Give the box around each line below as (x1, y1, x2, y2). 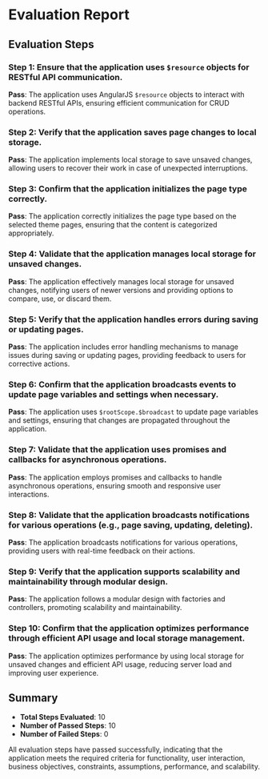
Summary (8, 691, 58, 705)
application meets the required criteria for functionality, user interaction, (8, 753, 246, 763)
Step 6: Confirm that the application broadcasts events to (8, 379, 237, 390)
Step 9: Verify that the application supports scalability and (8, 566, 240, 577)
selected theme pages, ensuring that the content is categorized (8, 220, 218, 230)
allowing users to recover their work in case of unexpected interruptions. (8, 163, 248, 173)
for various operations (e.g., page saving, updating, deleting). (8, 519, 254, 530)
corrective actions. (8, 359, 70, 369)
